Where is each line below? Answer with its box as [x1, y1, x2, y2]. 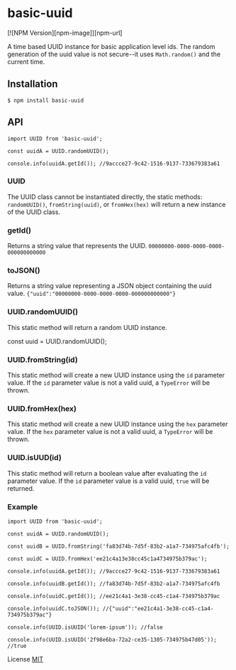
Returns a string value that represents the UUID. [7, 242, 147, 250]
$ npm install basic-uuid [7, 97, 84, 104]
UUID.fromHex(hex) [7, 403, 77, 413]
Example [7, 501, 38, 511]
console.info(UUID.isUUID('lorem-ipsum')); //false [7, 624, 163, 631]
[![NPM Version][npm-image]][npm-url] [7, 28, 123, 37]
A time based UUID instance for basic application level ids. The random [7, 42, 215, 50]
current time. [7, 57, 45, 65]
